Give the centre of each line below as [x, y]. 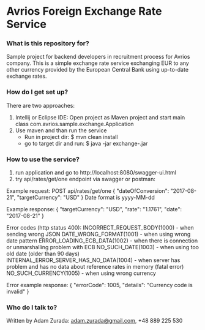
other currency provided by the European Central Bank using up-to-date [97, 70]
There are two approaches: [41, 105]
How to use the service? [43, 159]
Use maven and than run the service [61, 130]
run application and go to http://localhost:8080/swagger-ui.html [95, 173]
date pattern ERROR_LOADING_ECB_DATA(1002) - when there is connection [102, 241]
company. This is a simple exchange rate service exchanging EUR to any [98, 63]
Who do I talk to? [32, 307]
